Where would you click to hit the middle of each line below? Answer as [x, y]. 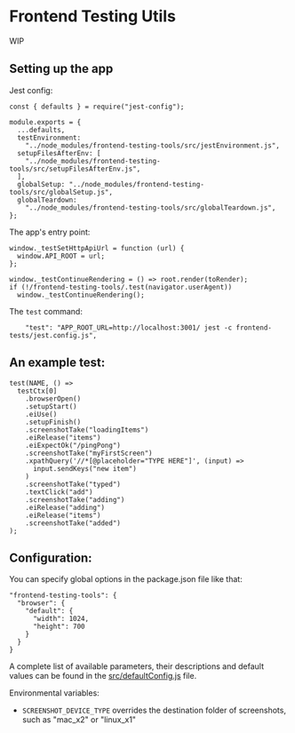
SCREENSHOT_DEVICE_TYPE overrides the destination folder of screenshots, [154, 710]
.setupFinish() [53, 422]
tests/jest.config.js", [53, 335]
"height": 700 [59, 627]
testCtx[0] [37, 391]
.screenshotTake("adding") [75, 499]
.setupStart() [51, 406]
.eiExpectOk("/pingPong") [73, 445]
